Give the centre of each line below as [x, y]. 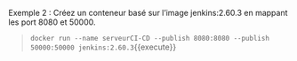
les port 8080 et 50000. [52, 22]
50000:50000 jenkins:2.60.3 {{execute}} [103, 47]
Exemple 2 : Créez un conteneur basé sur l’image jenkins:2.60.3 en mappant [148, 13]
